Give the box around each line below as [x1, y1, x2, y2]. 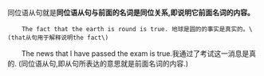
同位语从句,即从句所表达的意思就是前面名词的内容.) [21, 59, 189, 68]
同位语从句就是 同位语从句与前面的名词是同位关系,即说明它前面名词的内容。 [7, 8, 254, 17]
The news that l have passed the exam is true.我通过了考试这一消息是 [21, 49, 250, 58]
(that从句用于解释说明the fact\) [7, 34, 109, 42]
